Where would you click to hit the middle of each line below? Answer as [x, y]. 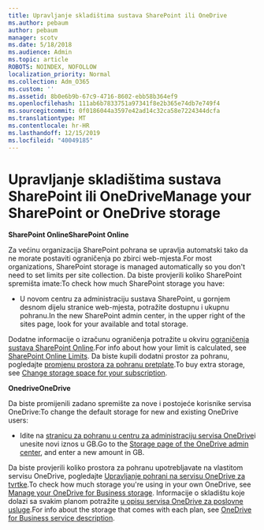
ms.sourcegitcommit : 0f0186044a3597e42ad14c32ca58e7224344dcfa [114, 111]
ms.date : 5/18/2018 [40, 45]
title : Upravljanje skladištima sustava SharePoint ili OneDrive [117, 15]
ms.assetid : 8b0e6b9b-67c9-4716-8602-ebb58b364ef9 [93, 96]
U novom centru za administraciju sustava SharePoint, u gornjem [125, 299]
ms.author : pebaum [38, 23]
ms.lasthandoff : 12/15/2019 [54, 133]
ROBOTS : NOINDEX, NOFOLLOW [52, 67]
